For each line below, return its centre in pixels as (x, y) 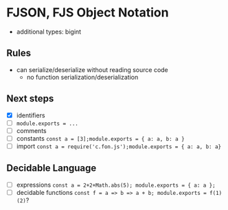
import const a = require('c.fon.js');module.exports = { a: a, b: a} (118, 146)
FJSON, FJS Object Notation (88, 13)
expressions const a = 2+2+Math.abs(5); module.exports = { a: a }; (116, 185)
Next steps (30, 98)
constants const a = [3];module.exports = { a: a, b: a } (100, 138)
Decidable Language (52, 168)
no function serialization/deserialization (82, 77)
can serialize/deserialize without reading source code (92, 69)
